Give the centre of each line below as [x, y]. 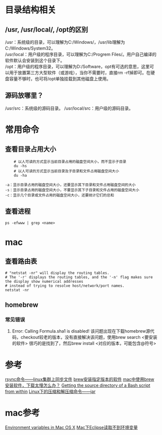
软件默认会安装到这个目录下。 [35, 60]
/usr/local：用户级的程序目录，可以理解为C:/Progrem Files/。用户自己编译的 [81, 54]
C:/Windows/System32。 [30, 48]
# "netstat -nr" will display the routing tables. [57, 273]
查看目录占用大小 [31, 149]
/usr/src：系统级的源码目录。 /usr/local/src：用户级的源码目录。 [69, 108]
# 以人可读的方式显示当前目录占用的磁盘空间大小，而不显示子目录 [70, 161]
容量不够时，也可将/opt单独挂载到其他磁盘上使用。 [60, 79]
